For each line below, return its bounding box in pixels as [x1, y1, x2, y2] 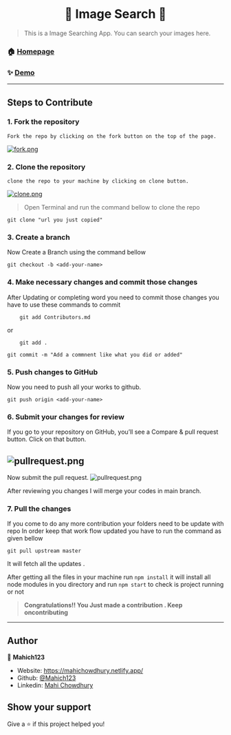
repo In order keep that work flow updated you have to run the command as [7, 527, 222, 535]
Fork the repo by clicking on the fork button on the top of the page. [7, 132, 217, 140]
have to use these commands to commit [7, 300, 121, 309]
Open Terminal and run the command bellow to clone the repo [23, 203, 201, 212]
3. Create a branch [7, 232, 70, 242]
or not [7, 587, 24, 596]
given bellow [7, 534, 43, 543]
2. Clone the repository [7, 162, 86, 172]
